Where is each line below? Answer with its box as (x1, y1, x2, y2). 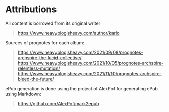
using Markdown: (5, 91, 41, 97)
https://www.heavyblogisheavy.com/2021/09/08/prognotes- (17, 49, 143, 55)
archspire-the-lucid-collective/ (17, 54, 82, 61)
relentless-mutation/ (17, 65, 60, 71)
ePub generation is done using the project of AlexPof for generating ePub (5, 85, 158, 91)
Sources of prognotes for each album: (5, 39, 85, 46)
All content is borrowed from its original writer (5, 20, 101, 26)
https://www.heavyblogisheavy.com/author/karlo (17, 30, 120, 36)
